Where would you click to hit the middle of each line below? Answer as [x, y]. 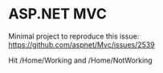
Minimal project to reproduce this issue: [74, 36]
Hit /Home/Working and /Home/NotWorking [80, 60]
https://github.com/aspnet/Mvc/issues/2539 [81, 44]
